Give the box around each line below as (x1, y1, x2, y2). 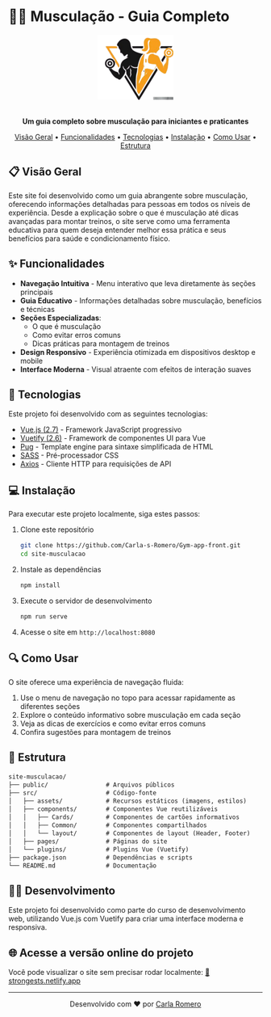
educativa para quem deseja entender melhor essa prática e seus (8, 225, 227, 234)
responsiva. (8, 922, 48, 932)
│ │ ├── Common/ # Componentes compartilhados (8, 821, 207, 829)
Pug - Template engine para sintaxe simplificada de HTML (19, 442, 214, 452)
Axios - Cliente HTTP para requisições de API (19, 459, 172, 469)
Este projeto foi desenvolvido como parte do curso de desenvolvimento (8, 905, 246, 915)
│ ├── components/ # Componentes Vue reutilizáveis (8, 805, 219, 813)
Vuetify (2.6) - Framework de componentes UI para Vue (19, 433, 206, 443)
